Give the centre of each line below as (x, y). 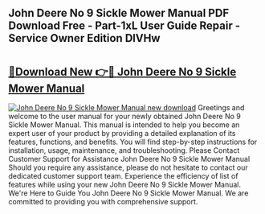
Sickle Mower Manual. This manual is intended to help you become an (124, 125)
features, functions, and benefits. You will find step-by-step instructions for (133, 142)
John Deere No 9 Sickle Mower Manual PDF (119, 13)
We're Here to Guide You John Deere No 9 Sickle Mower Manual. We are (128, 193)
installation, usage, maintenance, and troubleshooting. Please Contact (124, 150)
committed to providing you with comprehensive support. (103, 202)
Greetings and (221, 107)
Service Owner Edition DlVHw (84, 38)
